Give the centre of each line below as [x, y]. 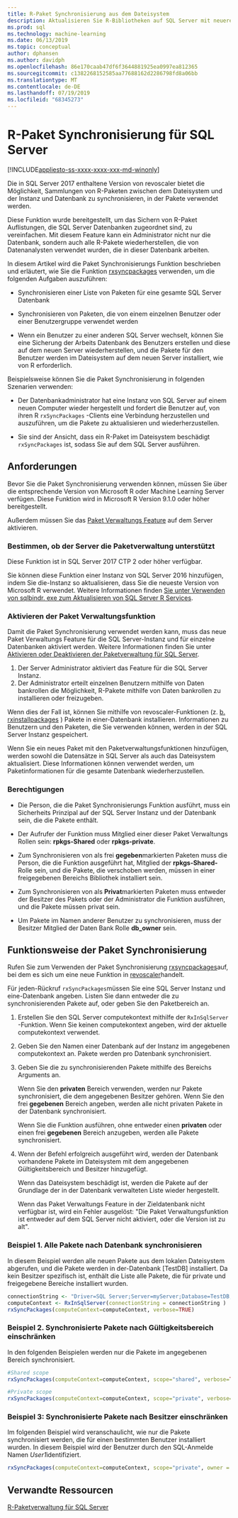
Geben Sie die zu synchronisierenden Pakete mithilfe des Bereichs [114, 1067]
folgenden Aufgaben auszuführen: [57, 278]
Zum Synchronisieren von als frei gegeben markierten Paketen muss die [123, 855]
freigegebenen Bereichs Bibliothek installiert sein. [90, 878]
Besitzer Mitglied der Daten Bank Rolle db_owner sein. [97, 928]
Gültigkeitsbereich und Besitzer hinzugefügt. [83, 1169]
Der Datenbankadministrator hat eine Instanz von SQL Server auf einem [122, 400]
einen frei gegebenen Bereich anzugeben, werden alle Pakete [108, 1132]
